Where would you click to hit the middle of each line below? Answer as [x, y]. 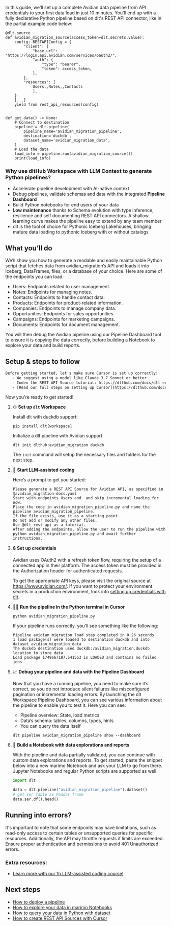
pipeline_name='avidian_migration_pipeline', [73, 131]
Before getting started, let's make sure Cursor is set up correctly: [82, 373]
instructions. [27, 539]
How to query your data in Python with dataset [61, 913]
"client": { [36, 47]
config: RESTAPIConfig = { [43, 42]
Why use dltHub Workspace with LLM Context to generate [79, 171]
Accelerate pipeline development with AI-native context [71, 189]
